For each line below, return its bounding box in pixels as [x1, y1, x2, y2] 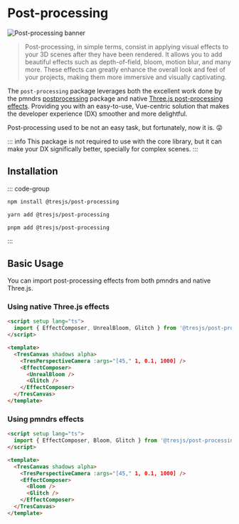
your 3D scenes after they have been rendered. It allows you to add [24, 50, 223, 59]
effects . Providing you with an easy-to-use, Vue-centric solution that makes [7, 101, 230, 110]
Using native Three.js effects [7, 302, 110, 312]
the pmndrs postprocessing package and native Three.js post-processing [7, 94, 223, 103]
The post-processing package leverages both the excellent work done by [7, 86, 222, 95]
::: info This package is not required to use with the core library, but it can [7, 137, 223, 146]
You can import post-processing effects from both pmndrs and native [7, 276, 211, 285]
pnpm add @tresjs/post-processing [7, 223, 110, 231]
